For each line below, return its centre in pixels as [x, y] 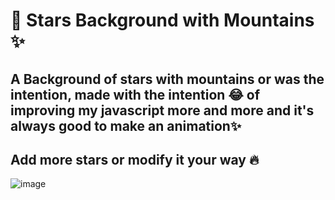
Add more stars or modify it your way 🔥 [135, 159]
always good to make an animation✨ [126, 125]
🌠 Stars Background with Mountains [162, 20]
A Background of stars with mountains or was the [167, 79]
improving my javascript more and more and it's [162, 110]
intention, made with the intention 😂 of [135, 94]
